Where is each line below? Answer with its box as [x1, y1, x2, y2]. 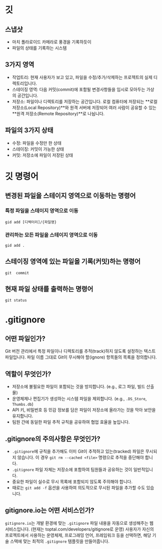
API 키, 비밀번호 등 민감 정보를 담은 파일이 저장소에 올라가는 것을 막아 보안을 [12, 407, 156, 413]
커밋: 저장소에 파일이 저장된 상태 [12, 152, 73, 158]
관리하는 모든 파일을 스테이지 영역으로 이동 [5, 232, 98, 238]
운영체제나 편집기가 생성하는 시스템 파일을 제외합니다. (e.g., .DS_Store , [12, 396, 147, 402]
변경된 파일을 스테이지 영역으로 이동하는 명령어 [5, 192, 136, 200]
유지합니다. [12, 413, 33, 419]
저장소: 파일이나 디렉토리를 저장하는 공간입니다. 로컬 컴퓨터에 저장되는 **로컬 [12, 98, 158, 104]
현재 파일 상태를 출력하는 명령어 [5, 285, 94, 293]
